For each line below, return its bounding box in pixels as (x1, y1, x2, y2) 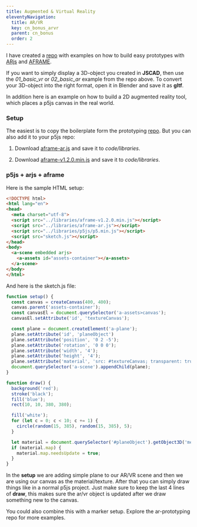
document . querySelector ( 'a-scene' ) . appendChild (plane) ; (11, 364, 151, 370)
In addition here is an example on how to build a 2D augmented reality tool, (6, 93, 187, 100)
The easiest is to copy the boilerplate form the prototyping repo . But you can (6, 127, 191, 135)
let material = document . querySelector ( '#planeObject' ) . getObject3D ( (11, 439, 185, 445)
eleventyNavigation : (6, 14, 57, 20)
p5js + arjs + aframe (6, 171, 64, 179)
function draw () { (6, 380, 51, 386)
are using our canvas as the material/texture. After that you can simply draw (6, 478, 189, 485)
